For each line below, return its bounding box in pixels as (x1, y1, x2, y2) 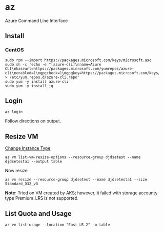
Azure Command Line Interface (5, 18, 68, 23)
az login (5, 110, 23, 115)
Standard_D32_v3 (5, 182, 38, 186)
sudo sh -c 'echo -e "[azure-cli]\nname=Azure (5, 62, 102, 67)
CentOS (5, 46, 24, 53)
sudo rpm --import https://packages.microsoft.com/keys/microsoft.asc (5, 58, 152, 63)
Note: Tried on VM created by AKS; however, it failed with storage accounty (5, 190, 158, 196)
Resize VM (5, 132, 38, 140)
